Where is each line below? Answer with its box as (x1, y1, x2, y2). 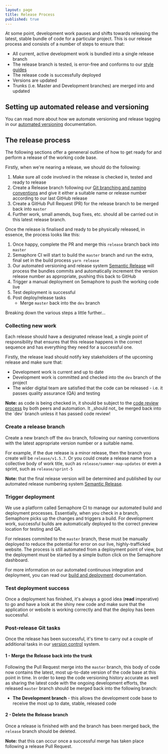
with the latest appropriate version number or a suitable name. (5, 440, 134, 446)
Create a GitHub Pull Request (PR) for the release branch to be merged (12, 201, 159, 206)
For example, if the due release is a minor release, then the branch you (5, 449, 151, 456)
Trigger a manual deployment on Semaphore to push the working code (12, 279, 159, 284)
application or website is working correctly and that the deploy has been (5, 607, 154, 613)
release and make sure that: (5, 359, 63, 365)
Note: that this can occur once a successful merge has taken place (5, 738, 144, 744)
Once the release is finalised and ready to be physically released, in (5, 226, 145, 232)
